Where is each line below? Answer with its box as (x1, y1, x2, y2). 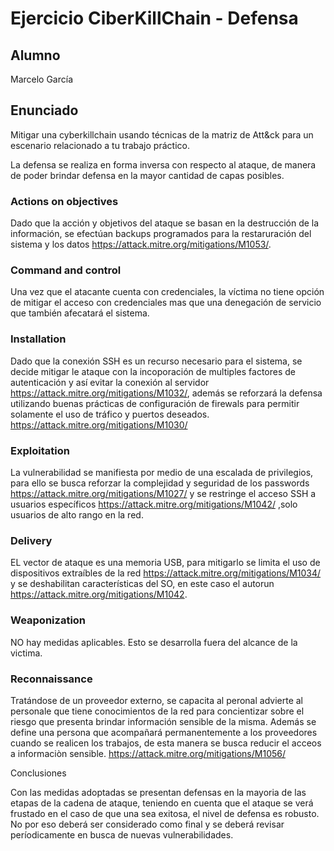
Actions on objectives (10, 194, 119, 208)
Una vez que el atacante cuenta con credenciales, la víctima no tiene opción (10, 286, 325, 298)
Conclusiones (10, 767, 67, 779)
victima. (10, 647, 43, 659)
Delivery (10, 533, 53, 547)
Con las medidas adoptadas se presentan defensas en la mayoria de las (10, 786, 307, 798)
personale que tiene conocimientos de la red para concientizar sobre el (10, 705, 305, 717)
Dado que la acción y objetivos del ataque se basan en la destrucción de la (10, 217, 320, 229)
